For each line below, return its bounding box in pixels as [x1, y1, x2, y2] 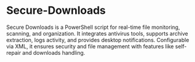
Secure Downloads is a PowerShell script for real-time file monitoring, [6, 23, 180, 31]
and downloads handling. [22, 49, 85, 56]
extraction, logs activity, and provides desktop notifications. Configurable [6, 36, 190, 43]
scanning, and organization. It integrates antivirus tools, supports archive [6, 29, 188, 37]
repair [6, 49, 21, 56]
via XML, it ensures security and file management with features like [6, 43, 174, 50]
